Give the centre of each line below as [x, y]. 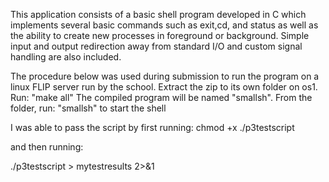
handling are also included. [66, 57]
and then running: [47, 147]
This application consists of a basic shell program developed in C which [158, 14]
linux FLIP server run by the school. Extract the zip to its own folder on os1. [164, 87]
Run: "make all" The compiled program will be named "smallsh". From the [161, 97]
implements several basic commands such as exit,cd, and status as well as [164, 25]
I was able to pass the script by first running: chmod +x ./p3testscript [152, 127]
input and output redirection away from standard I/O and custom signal [156, 46]
